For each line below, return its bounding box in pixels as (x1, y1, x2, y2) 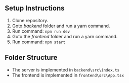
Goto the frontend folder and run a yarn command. (12, 33, 118, 39)
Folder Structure (5, 53, 58, 62)
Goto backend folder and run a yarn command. (12, 23, 110, 29)
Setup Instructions (5, 4, 65, 13)
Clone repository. (12, 17, 49, 23)
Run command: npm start (12, 39, 66, 45)
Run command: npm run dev (12, 28, 70, 34)
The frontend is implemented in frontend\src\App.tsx (12, 72, 124, 78)
